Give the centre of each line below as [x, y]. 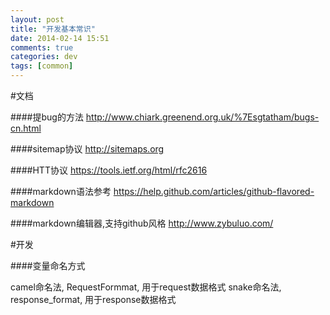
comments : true [42, 47]
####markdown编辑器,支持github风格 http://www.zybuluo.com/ [142, 223]
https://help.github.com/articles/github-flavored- [214, 191]
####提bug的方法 [47, 117]
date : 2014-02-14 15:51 [60, 38]
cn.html [26, 128]
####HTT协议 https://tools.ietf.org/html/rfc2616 [109, 170]
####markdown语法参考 [61, 191]
